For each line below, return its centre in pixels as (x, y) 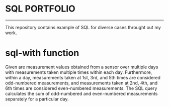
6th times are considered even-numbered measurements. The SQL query (81, 88)
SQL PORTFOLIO (40, 9)
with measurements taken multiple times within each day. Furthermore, (79, 72)
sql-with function (42, 53)
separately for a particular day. (37, 99)
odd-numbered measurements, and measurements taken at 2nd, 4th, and (81, 83)
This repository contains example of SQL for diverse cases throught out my (83, 27)
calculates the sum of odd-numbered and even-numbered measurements (81, 93)
